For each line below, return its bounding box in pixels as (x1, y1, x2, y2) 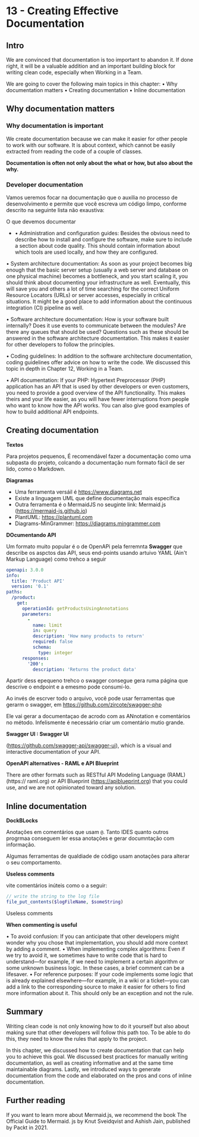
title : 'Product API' (11, 578, 65, 584)
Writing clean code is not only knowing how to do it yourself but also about (6, 1022, 189, 1029)
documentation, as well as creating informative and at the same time (6, 1059, 173, 1066)
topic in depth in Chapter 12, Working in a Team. (6, 365, 124, 372)
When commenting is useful (6, 921, 77, 928)
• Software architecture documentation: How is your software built (6, 315, 169, 323)
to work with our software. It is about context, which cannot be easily (6, 141, 175, 149)
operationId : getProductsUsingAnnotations (21, 605, 129, 611)
